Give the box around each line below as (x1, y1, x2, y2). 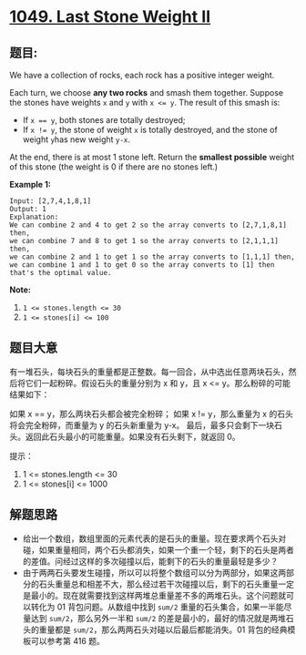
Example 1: (9, 179, 52, 189)
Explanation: (9, 212, 59, 221)
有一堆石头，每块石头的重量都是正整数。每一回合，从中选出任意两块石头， (9, 366, 289, 377)
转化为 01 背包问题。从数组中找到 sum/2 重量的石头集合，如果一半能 (30, 601, 284, 612)
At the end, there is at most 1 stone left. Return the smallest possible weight (9, 152, 295, 162)
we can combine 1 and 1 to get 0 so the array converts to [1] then (9, 261, 275, 270)
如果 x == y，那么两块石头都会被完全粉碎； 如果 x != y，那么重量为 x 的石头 (9, 408, 293, 419)
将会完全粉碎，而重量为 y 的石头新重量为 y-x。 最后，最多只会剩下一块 (9, 419, 275, 430)
